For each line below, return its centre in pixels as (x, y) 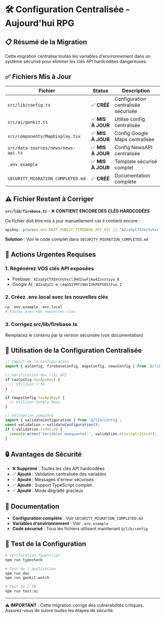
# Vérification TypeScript (33, 555)
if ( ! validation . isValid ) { (34, 429)
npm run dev (17, 573)
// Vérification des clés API (36, 375)
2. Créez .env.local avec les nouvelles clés (57, 297)
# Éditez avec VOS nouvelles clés (41, 312)
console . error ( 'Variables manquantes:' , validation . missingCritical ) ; (83, 434)
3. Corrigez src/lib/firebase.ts (41, 324)
